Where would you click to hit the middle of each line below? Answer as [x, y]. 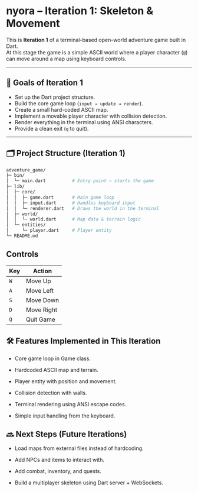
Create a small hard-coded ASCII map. [61, 109]
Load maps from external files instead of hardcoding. [79, 448]
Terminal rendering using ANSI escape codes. [70, 404]
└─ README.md [22, 236]
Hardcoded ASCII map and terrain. [56, 370]
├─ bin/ [16, 176]
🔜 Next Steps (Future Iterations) [67, 434]
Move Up [38, 281]
